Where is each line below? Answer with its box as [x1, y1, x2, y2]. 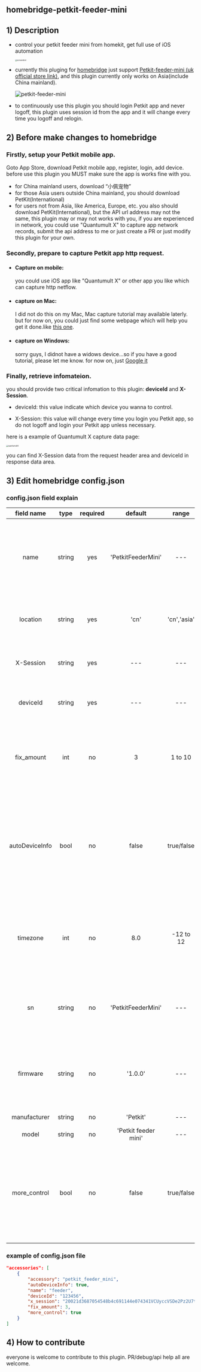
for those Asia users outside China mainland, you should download [14, 189, 180, 197]
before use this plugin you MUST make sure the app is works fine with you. [6, 170, 191, 177]
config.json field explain [6, 494, 78, 502]
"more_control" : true [28, 1310, 82, 1316]
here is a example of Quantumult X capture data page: [6, 433, 140, 440]
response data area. [6, 458, 56, 465]
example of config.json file [6, 1251, 86, 1260]
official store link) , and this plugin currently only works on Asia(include [14, 73, 188, 80]
